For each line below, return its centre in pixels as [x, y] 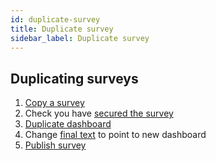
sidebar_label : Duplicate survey [80, 38]
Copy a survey [54, 103]
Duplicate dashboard [68, 124]
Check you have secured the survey [99, 113]
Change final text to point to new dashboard [115, 135]
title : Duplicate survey [62, 29]
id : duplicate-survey [55, 19]
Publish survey [55, 145]
